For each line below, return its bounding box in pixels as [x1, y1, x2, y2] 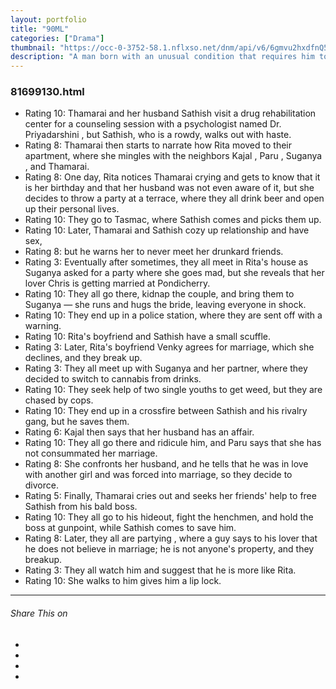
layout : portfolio [10, 14, 87, 25]
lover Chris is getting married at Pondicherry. [24, 277, 211, 290]
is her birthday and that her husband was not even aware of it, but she [24, 182, 315, 194]
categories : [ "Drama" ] [10, 33, 105, 43]
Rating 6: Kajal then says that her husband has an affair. [24, 426, 255, 438]
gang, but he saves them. [24, 416, 130, 428]
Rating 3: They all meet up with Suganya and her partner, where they [24, 362, 308, 375]
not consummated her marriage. [24, 447, 158, 460]
